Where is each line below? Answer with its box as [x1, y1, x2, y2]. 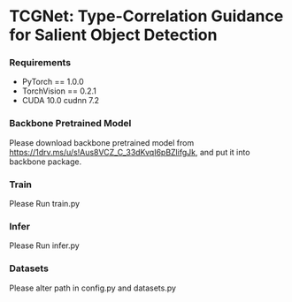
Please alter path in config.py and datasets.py [9, 283, 177, 293]
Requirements [9, 57, 72, 69]
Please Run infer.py [9, 240, 80, 251]
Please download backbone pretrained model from [9, 137, 195, 147]
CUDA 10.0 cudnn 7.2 [21, 95, 100, 106]
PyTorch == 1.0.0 [21, 77, 84, 87]
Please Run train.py [9, 199, 81, 209]
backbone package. [9, 156, 82, 167]
